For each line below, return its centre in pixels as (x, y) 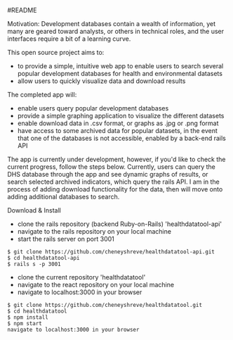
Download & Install (34, 210)
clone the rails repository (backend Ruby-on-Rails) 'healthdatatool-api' (120, 224)
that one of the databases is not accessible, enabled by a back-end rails (121, 138)
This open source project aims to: (56, 52)
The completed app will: (42, 95)
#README (22, 10)
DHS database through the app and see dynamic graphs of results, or (108, 174)
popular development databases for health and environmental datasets (120, 74)
